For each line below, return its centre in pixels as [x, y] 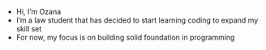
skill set [29, 29]
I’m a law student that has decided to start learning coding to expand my [137, 20]
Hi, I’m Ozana [39, 12]
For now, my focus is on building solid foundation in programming [125, 37]
